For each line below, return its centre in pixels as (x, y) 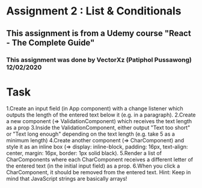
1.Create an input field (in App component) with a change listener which (95, 109)
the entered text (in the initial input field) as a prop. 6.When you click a (93, 166)
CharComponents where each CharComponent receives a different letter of (100, 160)
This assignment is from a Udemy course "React (99, 33)
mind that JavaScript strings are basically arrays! (67, 179)
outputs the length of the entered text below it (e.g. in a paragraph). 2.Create (101, 115)
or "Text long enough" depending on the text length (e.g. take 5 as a (91, 134)
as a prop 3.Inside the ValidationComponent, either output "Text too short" (98, 128)
